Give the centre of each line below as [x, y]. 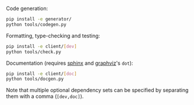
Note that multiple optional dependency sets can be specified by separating [97, 90]
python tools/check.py [34, 52]
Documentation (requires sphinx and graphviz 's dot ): [70, 63]
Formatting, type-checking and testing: [53, 36]
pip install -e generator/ [39, 19]
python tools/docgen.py [35, 79]
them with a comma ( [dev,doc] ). [45, 96]
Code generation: [27, 8]
